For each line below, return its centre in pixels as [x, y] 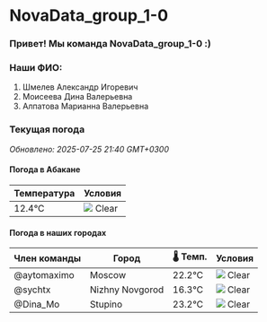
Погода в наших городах [58, 232]
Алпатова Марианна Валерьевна [85, 106]
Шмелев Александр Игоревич [80, 87]
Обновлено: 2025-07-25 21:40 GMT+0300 [89, 149]
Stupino [106, 304]
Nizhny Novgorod [127, 290]
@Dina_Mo [37, 304]
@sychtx [32, 290]
